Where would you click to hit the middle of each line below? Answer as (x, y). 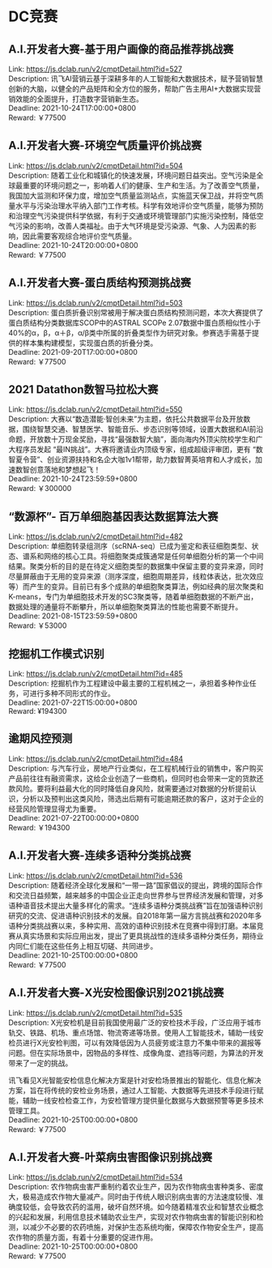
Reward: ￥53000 (38, 625)
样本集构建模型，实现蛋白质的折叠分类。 (90, 343)
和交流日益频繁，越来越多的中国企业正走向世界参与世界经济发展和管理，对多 (136, 895)
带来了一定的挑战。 (40, 1063)
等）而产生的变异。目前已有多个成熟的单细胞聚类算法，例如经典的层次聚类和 (136, 587)
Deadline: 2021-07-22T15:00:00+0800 (73, 702)
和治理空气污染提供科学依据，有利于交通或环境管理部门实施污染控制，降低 (132, 216)
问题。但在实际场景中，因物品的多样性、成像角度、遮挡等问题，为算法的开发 (136, 1052)
